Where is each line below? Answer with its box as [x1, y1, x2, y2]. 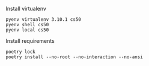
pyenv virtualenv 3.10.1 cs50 [5, 17, 82, 23]
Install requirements [5, 37, 55, 44]
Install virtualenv [5, 5, 46, 12]
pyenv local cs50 [5, 27, 49, 33]
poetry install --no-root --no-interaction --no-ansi [5, 54, 144, 60]
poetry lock [5, 49, 35, 55]
